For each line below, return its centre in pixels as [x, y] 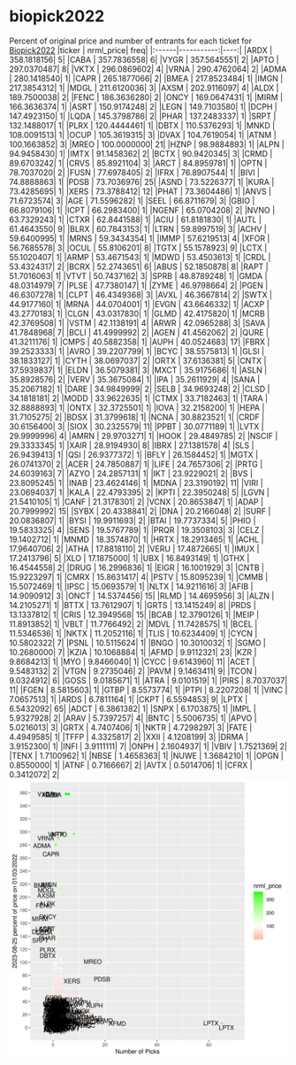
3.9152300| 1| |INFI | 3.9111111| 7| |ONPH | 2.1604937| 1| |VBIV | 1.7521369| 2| [148, 746]
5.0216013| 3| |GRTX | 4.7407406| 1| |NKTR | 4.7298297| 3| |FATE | [131, 727]
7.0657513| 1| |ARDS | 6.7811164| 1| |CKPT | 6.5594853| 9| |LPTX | [129, 699]
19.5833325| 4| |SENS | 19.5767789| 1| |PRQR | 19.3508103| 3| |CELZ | [137, 529]
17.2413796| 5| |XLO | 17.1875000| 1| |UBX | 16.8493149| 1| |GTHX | [129, 558]
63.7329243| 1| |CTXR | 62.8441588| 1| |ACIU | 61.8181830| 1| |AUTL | [136, 220]
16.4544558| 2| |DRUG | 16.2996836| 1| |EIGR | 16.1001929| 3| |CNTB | [137, 567]
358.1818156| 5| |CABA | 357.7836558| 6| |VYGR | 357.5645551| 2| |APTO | [144, 59]
